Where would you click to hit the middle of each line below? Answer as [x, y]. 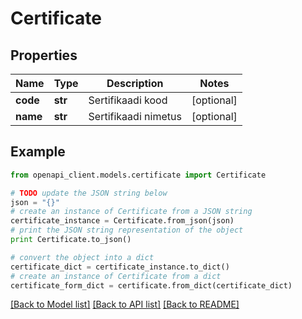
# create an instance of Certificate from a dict [116, 276]
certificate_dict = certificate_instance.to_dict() [120, 267]
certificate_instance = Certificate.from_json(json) [122, 221]
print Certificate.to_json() [71, 240]
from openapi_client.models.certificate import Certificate [138, 175]
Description [135, 83]
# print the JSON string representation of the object [127, 230]
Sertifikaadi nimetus [135, 116]
